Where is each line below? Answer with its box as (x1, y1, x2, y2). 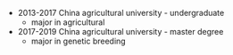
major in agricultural (30, 17, 105, 27)
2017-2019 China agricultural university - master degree (17, 27, 224, 36)
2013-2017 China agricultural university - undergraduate (17, 8, 225, 18)
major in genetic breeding (30, 35, 127, 46)
